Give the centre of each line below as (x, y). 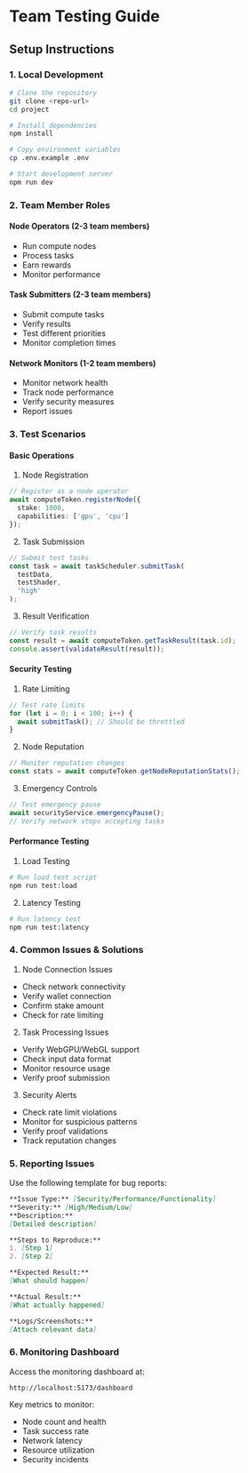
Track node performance (68, 392)
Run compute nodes (59, 245)
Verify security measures (68, 402)
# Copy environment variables (65, 150)
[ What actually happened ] (57, 1305)
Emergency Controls (60, 789)
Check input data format (67, 1059)
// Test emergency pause (55, 805)
